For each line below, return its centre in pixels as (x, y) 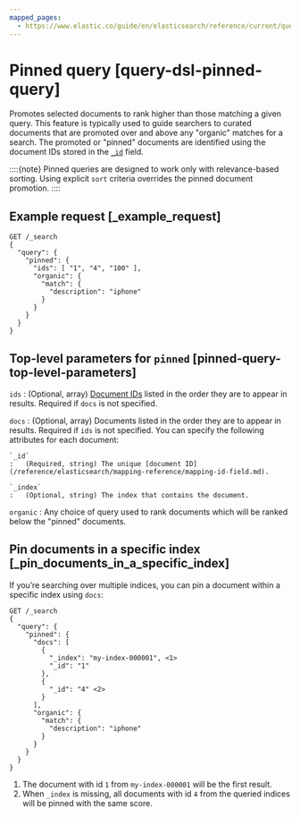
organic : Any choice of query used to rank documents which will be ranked (149, 512)
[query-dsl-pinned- (189, 70)
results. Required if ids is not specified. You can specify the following (137, 430)
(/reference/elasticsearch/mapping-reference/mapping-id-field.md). (139, 472)
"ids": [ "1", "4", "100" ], (87, 268)
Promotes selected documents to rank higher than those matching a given (146, 114)
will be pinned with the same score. (87, 803)
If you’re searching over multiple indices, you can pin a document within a (145, 585)
